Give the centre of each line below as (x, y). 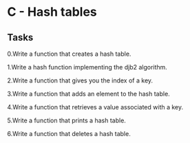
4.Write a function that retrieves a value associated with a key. (95, 107)
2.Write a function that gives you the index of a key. (80, 80)
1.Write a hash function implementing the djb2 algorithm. (87, 67)
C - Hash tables (52, 12)
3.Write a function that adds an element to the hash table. (88, 94)
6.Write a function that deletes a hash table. (69, 134)
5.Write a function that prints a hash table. (66, 120)
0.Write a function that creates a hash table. (69, 54)
